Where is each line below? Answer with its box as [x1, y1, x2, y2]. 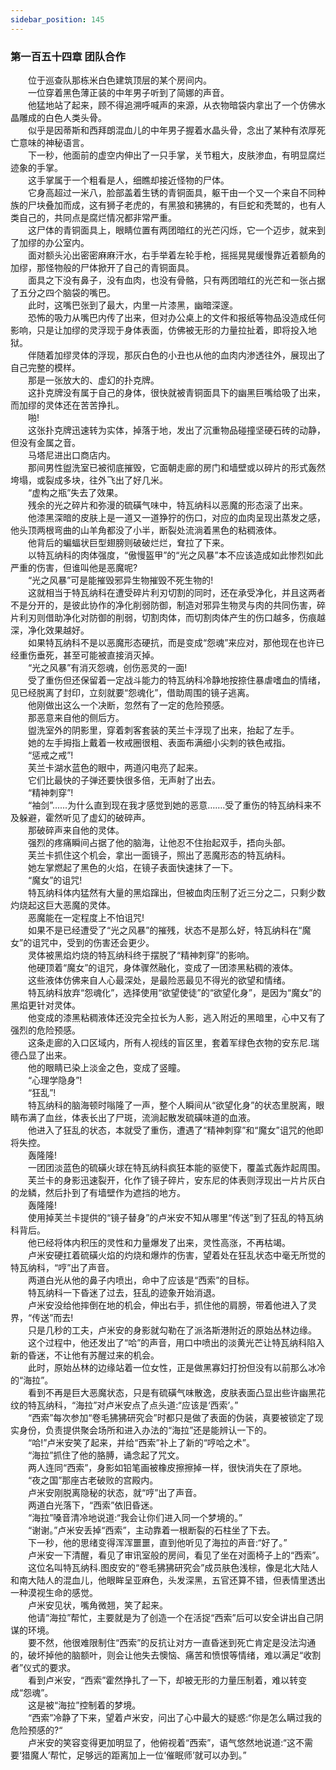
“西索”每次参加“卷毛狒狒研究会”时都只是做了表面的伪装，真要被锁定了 [27, 1411, 315, 1423]
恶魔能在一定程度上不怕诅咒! [27, 911, 145, 923]
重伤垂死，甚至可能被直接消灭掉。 [18, 649, 160, 661]
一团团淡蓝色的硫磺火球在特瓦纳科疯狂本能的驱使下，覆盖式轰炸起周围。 [27, 1161, 326, 1173]
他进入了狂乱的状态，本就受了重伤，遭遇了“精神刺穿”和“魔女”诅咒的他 [27, 1124, 315, 1136]
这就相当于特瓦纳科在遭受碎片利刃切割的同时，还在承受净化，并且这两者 [27, 586, 326, 598]
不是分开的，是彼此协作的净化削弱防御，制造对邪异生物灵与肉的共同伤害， [10, 599, 317, 611]
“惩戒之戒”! [27, 749, 74, 761]
